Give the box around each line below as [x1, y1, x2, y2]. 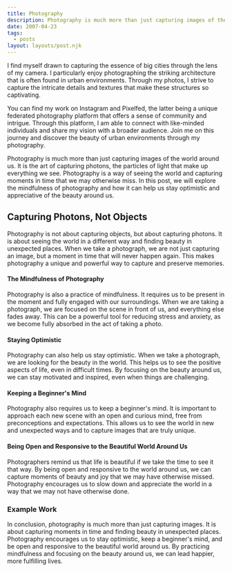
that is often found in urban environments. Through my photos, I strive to [7, 76, 214, 84]
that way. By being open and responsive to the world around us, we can [7, 465, 212, 473]
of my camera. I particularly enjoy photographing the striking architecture [7, 69, 216, 77]
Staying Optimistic [7, 335, 62, 343]
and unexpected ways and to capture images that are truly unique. [7, 427, 197, 435]
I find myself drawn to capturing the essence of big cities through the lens [7, 62, 218, 69]
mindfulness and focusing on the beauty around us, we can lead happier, [7, 549, 215, 557]
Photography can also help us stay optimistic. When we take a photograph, [7, 351, 221, 359]
